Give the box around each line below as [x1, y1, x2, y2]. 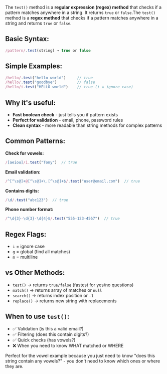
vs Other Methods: [5, 268, 65, 277]
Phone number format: [5, 207, 54, 213]
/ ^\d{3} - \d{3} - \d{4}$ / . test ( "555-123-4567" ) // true [5, 216, 120, 221]
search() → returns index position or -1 [12, 292, 94, 298]
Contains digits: [5, 188, 39, 194]
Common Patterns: [5, 137, 66, 145]
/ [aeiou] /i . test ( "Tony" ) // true [5, 160, 78, 165]
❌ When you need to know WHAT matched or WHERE [12, 342, 124, 348]
